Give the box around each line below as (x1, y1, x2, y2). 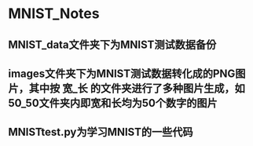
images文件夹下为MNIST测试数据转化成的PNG (8, 67, 236, 80)
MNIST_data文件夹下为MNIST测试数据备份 (8, 38, 217, 51)
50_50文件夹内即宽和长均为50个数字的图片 (8, 96, 218, 110)
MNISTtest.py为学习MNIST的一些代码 (8, 126, 193, 139)
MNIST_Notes (8, 5, 100, 23)
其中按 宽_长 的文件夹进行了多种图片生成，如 (28, 82, 245, 95)
